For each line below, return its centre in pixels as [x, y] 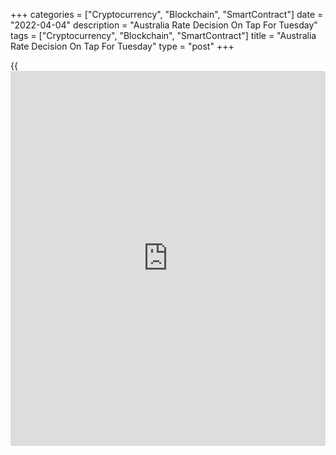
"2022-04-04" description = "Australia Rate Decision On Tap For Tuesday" [164, 25]
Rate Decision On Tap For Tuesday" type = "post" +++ [122, 46]
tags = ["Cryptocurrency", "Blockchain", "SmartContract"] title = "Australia [163, 35]
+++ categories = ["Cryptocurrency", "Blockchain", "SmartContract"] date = [167, 14]
